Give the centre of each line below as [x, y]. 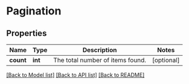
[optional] [166, 60]
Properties [27, 33]
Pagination [34, 11]
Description [100, 50]
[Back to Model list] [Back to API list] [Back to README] [75, 75]
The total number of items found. [100, 60]
